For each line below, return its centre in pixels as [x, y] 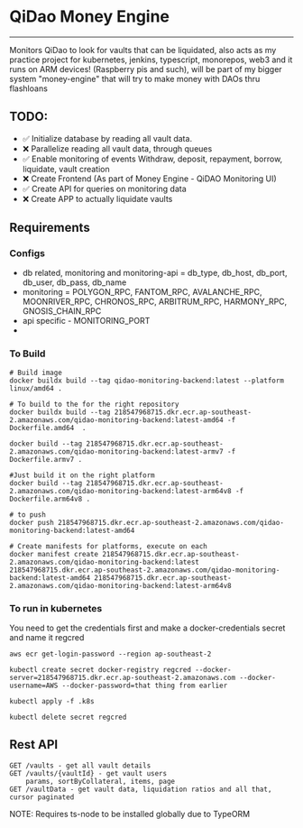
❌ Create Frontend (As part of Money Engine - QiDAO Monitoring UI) [149, 179]
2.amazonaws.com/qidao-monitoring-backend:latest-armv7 [116, 451]
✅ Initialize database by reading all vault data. [107, 138]
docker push [32, 522]
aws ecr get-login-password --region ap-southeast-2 [110, 654]
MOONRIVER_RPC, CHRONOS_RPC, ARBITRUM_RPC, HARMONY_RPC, [155, 302]
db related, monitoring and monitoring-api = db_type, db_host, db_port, [155, 273]
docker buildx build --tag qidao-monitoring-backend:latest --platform [147, 381]
